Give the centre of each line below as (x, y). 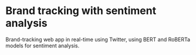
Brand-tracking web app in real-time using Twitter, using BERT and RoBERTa (98, 39)
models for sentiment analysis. (43, 46)
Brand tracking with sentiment (81, 11)
